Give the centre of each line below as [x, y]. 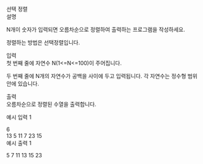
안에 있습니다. [23, 84]
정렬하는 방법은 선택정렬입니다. [43, 42]
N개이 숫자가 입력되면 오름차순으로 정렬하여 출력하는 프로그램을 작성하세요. [96, 30]
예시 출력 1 [19, 143]
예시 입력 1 [19, 117]
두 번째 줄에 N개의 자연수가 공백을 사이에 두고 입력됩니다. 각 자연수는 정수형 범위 [102, 76]
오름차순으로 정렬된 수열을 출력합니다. [51, 104]
